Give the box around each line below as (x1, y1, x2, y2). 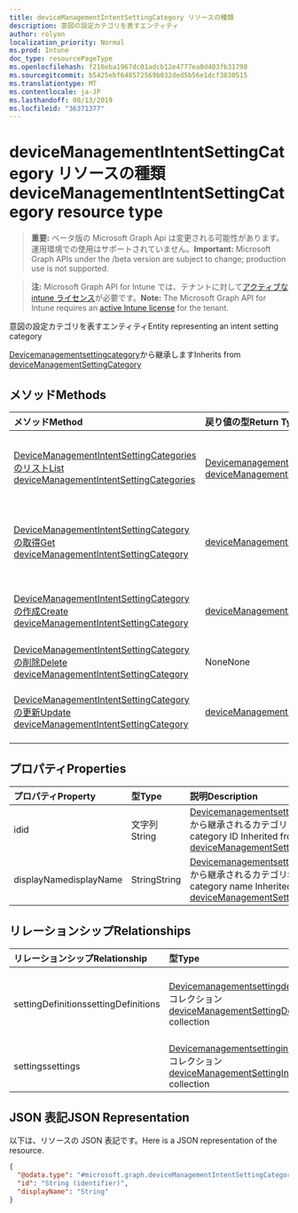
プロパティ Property (13, 790, 96, 802)
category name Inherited (189, 880, 293, 892)
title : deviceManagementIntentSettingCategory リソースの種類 (9, 12, 234, 22)
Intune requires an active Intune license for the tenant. (30, 303, 229, 314)
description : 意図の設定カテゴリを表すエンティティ (9, 21, 179, 30)
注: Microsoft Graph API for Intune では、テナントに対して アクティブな (30, 282, 289, 292)
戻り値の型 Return (205, 416, 279, 427)
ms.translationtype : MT (9, 79, 98, 88)
